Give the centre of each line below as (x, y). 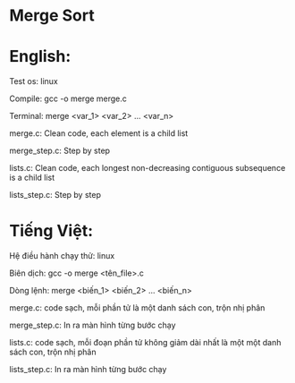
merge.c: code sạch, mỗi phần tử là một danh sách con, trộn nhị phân (137, 308)
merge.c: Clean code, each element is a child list (99, 133)
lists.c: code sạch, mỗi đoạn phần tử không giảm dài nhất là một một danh (145, 343)
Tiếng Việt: (51, 231)
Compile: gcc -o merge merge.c (68, 98)
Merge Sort (52, 16)
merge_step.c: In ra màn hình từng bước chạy (93, 325)
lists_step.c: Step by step (55, 195)
